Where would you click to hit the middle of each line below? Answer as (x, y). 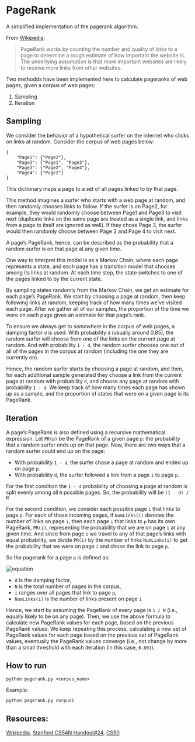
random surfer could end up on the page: (56, 451)
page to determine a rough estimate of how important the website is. (103, 55)
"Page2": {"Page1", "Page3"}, (53, 162)
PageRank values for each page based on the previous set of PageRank (92, 635)
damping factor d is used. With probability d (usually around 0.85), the (90, 332)
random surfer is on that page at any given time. (64, 249)
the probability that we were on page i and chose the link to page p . (88, 546)
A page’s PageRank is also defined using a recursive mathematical (86, 432)
